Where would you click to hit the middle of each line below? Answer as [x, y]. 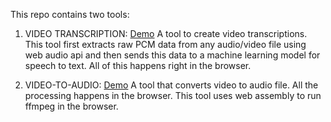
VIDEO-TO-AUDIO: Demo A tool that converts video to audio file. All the [171, 85]
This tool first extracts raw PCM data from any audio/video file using [165, 44]
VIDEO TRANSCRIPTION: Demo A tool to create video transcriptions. [166, 33]
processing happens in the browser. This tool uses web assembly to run [173, 95]
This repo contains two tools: [70, 14]
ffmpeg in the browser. [71, 106]
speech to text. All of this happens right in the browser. [138, 65]
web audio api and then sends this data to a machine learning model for [172, 55]
